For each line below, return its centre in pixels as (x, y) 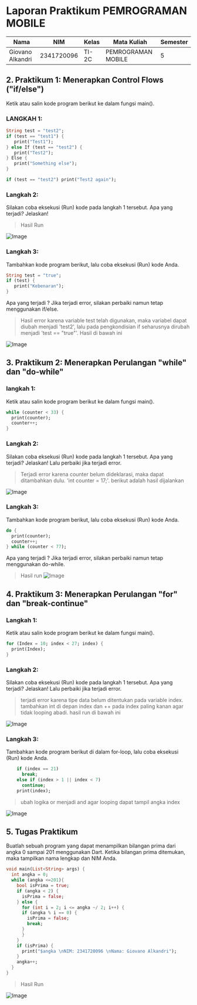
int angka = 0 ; (30, 875)
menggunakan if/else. (32, 309)
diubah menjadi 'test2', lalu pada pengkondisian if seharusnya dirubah (105, 327)
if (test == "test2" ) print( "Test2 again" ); (61, 180)
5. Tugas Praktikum (42, 831)
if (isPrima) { (35, 946)
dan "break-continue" (47, 603)
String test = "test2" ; (35, 131)
